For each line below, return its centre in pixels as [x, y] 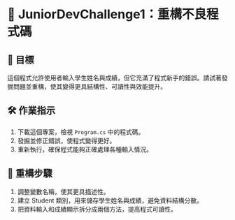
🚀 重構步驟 [30, 174]
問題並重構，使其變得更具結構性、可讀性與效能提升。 [90, 87]
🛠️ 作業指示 [31, 111]
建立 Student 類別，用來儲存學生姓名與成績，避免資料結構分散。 [110, 200]
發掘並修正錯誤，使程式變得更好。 [66, 140]
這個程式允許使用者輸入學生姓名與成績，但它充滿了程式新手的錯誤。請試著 [114, 78]
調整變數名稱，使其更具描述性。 [63, 191]
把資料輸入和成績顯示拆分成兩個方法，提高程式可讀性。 [97, 209]
